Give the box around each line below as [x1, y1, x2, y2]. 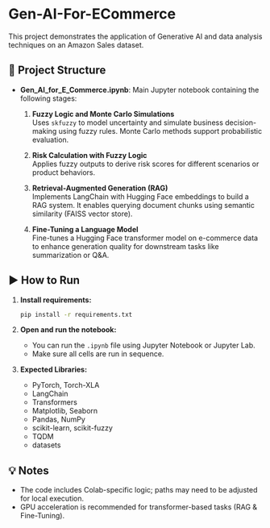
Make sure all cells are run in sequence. [31, 349, 164, 359]
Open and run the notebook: [19, 325, 117, 335]
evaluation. [31, 135, 69, 144]
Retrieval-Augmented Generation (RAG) [31, 183, 168, 193]
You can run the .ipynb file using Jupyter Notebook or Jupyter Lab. [31, 340, 255, 351]
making [31, 126, 57, 135]
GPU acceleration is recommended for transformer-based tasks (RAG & [19, 502, 258, 512]
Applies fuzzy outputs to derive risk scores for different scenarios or [31, 159, 260, 168]
